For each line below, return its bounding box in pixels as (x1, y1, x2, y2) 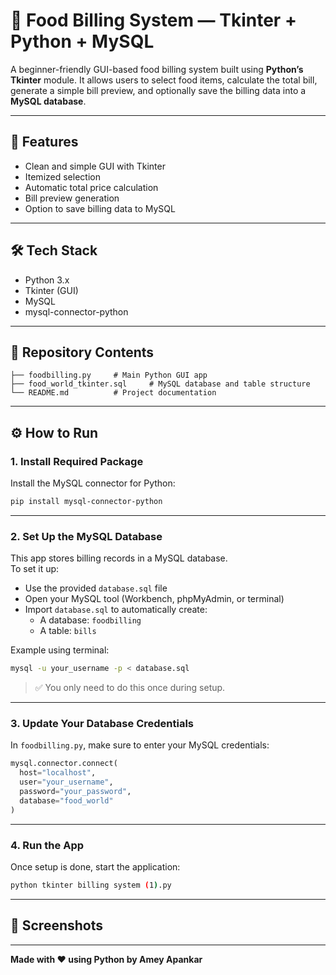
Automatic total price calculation (24, 181, 159, 193)
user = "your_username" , (19, 777, 114, 788)
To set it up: (10, 563, 60, 575)
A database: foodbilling (39, 614, 142, 626)
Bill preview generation (24, 192, 120, 204)
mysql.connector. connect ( (10, 759, 118, 769)
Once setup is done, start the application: (10, 860, 181, 873)
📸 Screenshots (10, 917, 104, 934)
